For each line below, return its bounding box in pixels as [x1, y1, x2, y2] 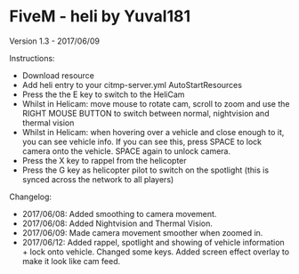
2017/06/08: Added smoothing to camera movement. [21, 208, 217, 219]
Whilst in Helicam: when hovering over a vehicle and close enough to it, [21, 126, 285, 137]
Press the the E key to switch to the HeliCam [21, 89, 185, 100]
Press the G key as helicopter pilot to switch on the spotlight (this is [21, 165, 270, 175]
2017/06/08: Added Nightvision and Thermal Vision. [21, 218, 214, 229]
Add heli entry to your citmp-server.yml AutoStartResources [21, 79, 243, 90]
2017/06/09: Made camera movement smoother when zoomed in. [21, 227, 263, 238]
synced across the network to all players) [21, 173, 174, 184]
